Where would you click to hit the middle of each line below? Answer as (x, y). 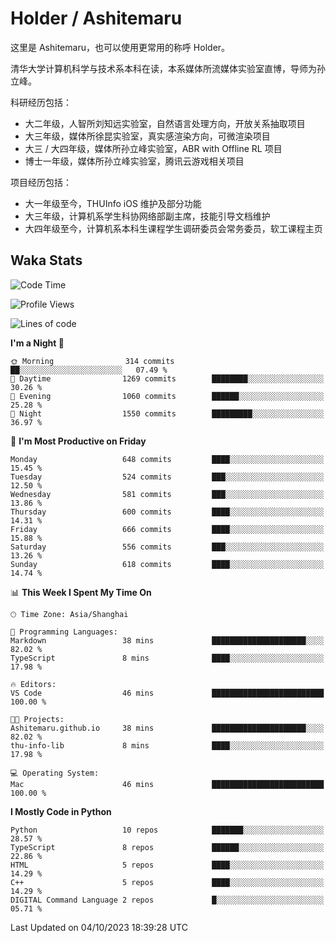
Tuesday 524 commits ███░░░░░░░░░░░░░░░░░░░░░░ (167, 477)
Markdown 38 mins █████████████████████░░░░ (167, 640)
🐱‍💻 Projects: (37, 719)
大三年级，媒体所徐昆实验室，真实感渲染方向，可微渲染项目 (147, 136)
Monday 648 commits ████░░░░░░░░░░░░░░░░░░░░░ (167, 459)
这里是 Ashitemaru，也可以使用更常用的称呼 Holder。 (120, 47)
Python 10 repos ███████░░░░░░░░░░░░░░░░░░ (167, 830)
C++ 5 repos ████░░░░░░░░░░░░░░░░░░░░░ (167, 882)
